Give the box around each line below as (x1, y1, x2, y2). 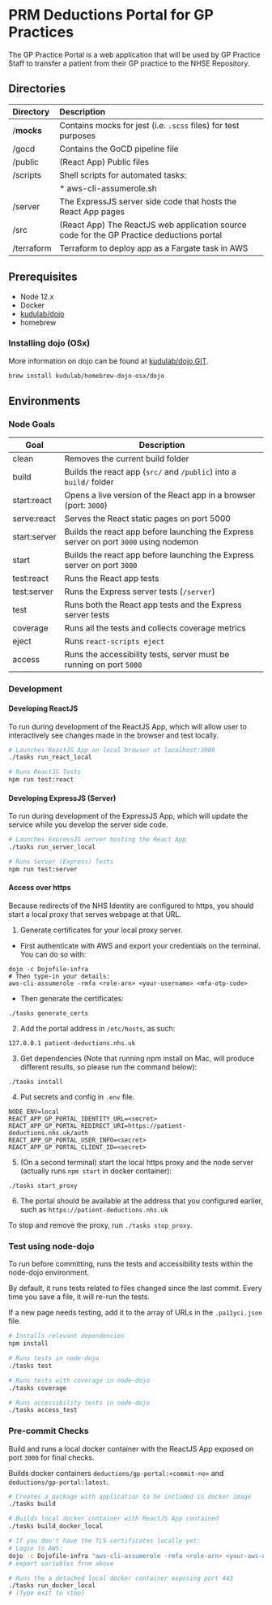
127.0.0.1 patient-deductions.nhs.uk (8, 1039, 136, 1048)
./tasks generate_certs (8, 1009, 89, 1018)
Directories (8, 82, 66, 96)
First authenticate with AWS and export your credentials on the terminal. (19, 940, 261, 950)
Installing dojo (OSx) (8, 338, 91, 349)
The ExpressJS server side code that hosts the (59, 196, 237, 207)
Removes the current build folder (64, 453, 189, 464)
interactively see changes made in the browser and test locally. (8, 730, 219, 740)
